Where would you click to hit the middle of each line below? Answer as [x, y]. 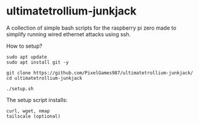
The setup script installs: [37, 100]
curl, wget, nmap [28, 111]
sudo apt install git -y [38, 62]
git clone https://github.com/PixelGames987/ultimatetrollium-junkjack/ [100, 73]
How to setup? [24, 46]
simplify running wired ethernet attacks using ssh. [69, 34]
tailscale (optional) [34, 116]
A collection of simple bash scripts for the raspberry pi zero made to [91, 28]
